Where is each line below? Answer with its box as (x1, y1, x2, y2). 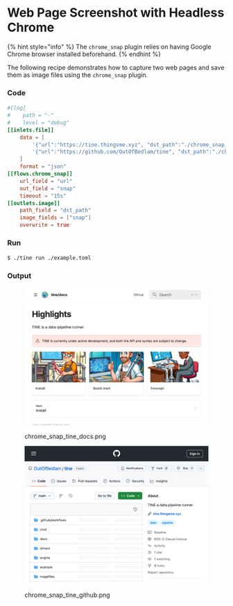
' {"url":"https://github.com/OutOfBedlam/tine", (32, 148, 175, 155)
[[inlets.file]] (7, 126, 54, 133)
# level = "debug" (7, 119, 70, 126)
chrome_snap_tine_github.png (24, 591, 110, 599)
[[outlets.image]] (7, 200, 60, 207)
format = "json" (19, 163, 67, 171)
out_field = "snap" (19, 185, 76, 192)
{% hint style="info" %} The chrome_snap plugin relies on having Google (7, 42, 212, 51)
